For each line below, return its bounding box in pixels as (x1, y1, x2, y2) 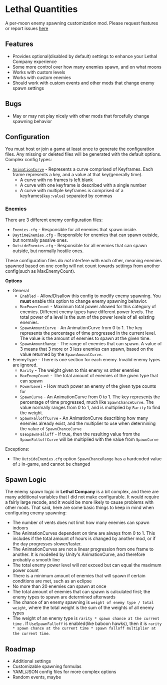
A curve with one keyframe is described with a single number (19, 182, 146, 188)
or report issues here (5, 25, 48, 31)
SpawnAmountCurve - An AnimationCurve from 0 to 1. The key (19, 324, 142, 331)
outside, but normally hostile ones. (12, 248, 84, 254)
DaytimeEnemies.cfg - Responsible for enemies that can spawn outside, (12, 232, 159, 238)
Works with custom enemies (12, 74, 71, 81)
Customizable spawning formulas (12, 663, 81, 669)
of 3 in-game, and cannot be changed (12, 461, 90, 467)
